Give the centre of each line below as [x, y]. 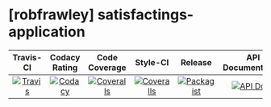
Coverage [107, 68]
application [47, 32]
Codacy [65, 57]
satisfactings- [146, 15]
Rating [65, 68]
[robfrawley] [51, 15]
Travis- [27, 57]
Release [196, 62]
